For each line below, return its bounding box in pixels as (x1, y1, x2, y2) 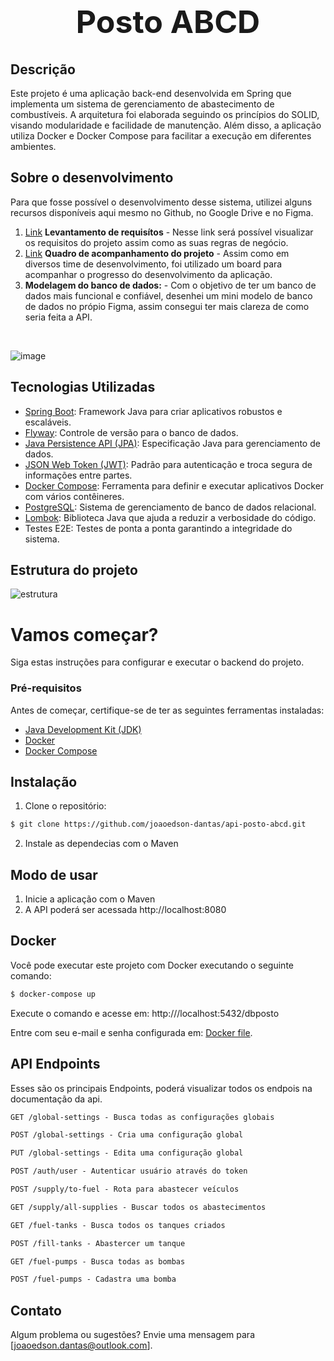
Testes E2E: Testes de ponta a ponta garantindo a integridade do (24, 522, 293, 534)
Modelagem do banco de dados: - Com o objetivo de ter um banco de (24, 279, 317, 291)
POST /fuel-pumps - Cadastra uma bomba (10, 1274, 177, 1285)
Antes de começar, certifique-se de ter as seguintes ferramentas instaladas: (10, 704, 325, 716)
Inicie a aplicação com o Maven (24, 893, 156, 905)
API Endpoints (10, 1056, 101, 1073)
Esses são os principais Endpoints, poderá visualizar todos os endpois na (10, 1082, 313, 1094)
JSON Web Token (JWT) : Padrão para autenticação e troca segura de (24, 458, 313, 470)
